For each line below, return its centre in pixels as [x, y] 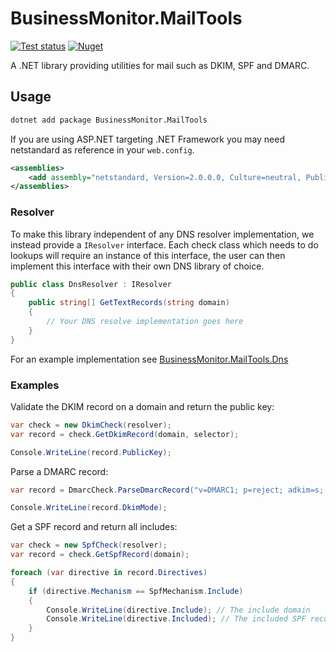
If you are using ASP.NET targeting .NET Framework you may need [148, 139]
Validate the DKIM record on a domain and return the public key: [142, 406]
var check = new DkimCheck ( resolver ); [91, 425]
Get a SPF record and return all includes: [94, 527]
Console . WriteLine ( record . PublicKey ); [91, 452]
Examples [35, 385]
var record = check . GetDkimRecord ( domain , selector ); [125, 434]
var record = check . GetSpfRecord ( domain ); [100, 555]
